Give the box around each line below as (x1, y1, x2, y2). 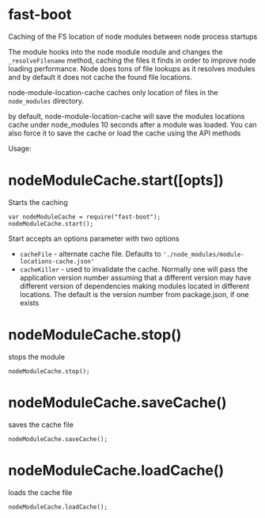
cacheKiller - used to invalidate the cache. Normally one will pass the (19, 264, 248, 274)
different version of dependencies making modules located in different (19, 281, 250, 291)
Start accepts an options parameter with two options (8, 234, 180, 243)
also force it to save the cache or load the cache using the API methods (8, 128, 241, 138)
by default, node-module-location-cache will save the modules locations (8, 111, 245, 120)
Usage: (8, 143, 32, 153)
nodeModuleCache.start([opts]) (8, 172, 224, 189)
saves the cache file (8, 420, 74, 429)
